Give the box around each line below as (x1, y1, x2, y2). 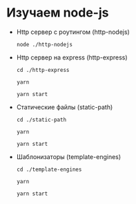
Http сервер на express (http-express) (16, 53, 128, 62)
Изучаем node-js (6, 5, 109, 21)
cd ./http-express (16, 66, 70, 73)
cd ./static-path (16, 116, 67, 123)
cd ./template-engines (16, 166, 82, 173)
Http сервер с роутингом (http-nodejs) (16, 28, 130, 36)
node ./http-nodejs (16, 41, 73, 48)
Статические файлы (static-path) (16, 102, 113, 111)
